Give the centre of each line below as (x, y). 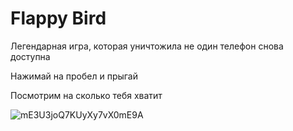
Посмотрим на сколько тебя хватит (86, 95)
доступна (30, 56)
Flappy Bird (58, 18)
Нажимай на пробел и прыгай (74, 76)
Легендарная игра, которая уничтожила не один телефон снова (147, 46)
